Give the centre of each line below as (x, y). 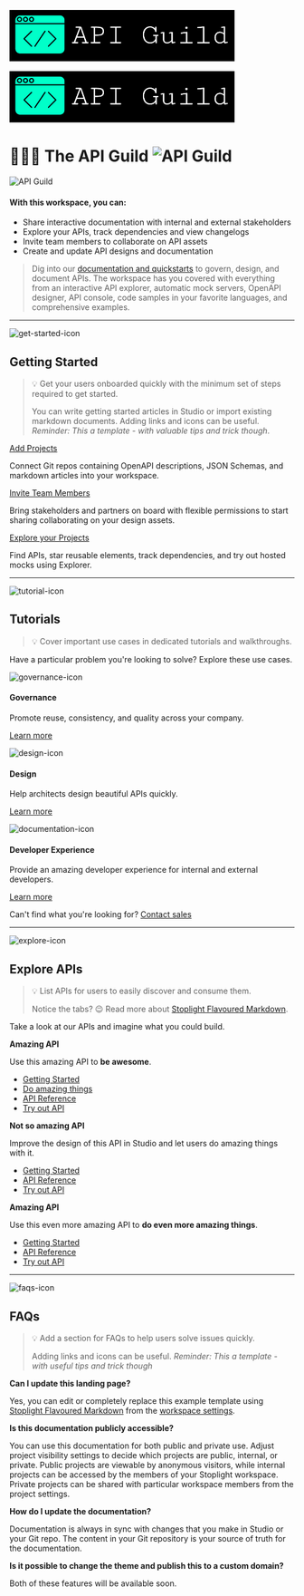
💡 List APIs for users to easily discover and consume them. (141, 991)
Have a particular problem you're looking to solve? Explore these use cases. (151, 659)
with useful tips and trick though (92, 1366)
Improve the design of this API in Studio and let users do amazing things (144, 1144)
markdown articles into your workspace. (85, 475)
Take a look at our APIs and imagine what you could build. (117, 1027)
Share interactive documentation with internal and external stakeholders (157, 222)
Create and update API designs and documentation (118, 251)
